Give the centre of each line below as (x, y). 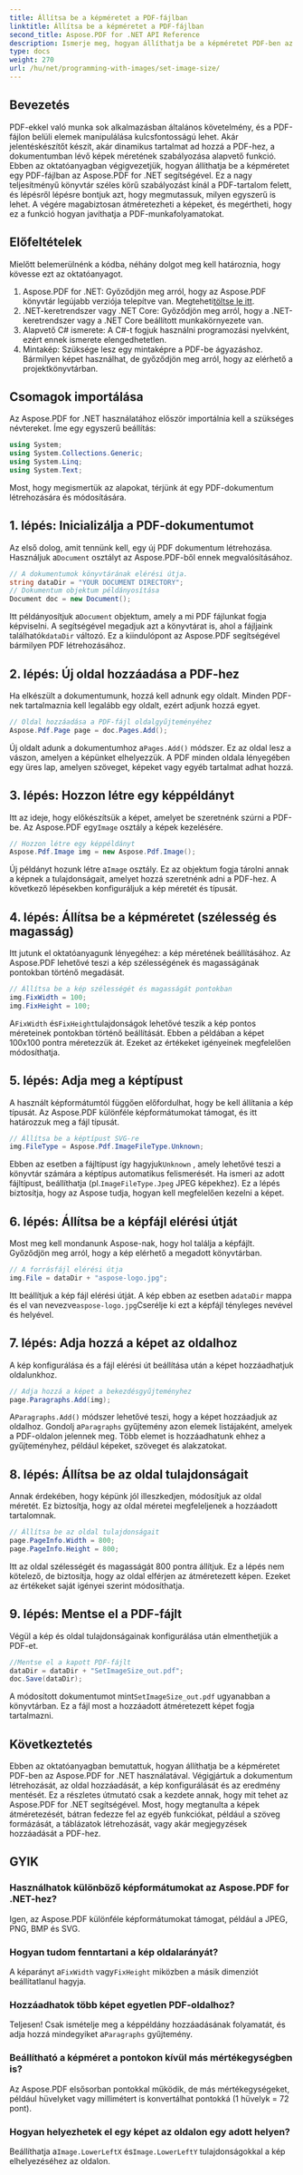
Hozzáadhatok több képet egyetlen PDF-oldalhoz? (122, 2004)
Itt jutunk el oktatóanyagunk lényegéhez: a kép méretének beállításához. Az (150, 953)
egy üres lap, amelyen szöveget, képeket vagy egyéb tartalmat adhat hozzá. (151, 766)
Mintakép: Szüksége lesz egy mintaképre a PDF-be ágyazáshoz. (142, 349)
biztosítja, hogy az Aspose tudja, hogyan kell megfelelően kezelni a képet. (147, 1193)
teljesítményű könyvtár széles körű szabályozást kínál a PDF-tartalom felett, (151, 185)
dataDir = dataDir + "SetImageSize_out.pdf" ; (96, 1671)
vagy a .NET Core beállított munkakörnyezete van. (170, 320)
